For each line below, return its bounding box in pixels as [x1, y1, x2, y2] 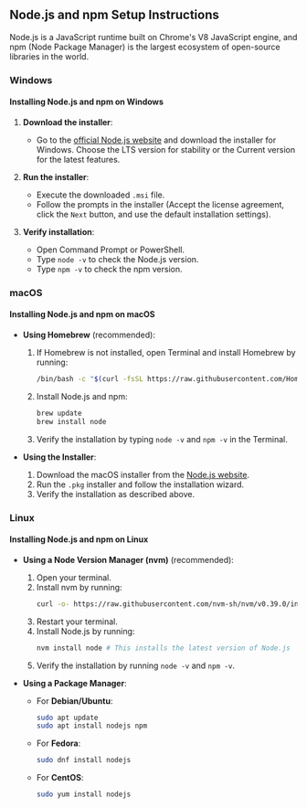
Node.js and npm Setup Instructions [9, 7, 219, 23]
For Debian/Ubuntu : [36, 695, 113, 707]
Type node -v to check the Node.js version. [36, 253, 199, 264]
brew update [36, 409, 82, 418]
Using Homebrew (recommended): [22, 329, 155, 341]
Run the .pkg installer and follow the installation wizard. [36, 479, 245, 490]
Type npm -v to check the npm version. [36, 263, 183, 274]
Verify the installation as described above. [36, 488, 195, 499]
